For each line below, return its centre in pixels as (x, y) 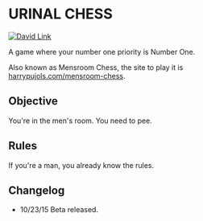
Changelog (37, 190)
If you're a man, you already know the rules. (81, 165)
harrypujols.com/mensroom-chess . (67, 76)
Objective (33, 101)
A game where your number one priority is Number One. (102, 51)
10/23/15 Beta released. (59, 210)
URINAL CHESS (60, 14)
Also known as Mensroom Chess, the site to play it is (96, 67)
